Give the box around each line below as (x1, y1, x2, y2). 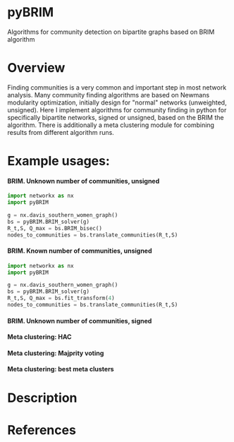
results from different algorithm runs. (7, 128, 114, 136)
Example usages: (7, 153, 111, 169)
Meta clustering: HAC (7, 333, 72, 341)
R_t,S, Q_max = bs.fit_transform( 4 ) (7, 294, 115, 302)
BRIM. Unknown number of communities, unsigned (7, 177, 160, 185)
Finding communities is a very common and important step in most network (7, 83, 227, 92)
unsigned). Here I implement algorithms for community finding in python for (7, 105, 227, 114)
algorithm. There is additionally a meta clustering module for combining (7, 121, 215, 129)
